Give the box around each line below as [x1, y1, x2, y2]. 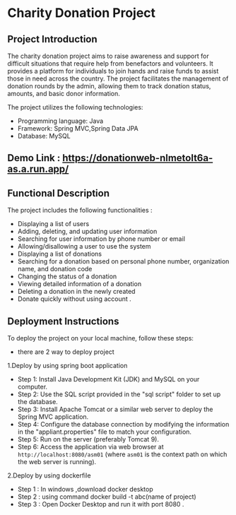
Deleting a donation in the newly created [17, 288, 136, 296]
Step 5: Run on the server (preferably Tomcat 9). [17, 435, 159, 444]
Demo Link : [7, 152, 61, 164]
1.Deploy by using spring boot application [7, 362, 128, 370]
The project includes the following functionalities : [7, 206, 153, 215]
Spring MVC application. [17, 413, 89, 421]
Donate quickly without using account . [17, 295, 132, 303]
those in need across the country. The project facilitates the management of [7, 74, 229, 83]
